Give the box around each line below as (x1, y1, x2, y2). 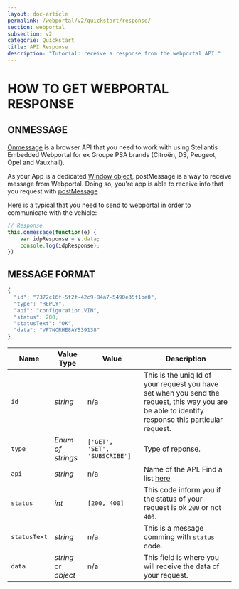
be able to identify (143, 406, 204, 416)
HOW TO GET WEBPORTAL (7, 81, 169, 97)
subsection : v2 (7, 30, 53, 38)
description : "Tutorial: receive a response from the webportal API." (7, 51, 221, 58)
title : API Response (7, 43, 69, 51)
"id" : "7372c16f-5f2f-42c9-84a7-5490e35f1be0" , (14, 293, 158, 301)
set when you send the (143, 388, 220, 398)
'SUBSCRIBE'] (87, 452, 132, 460)
